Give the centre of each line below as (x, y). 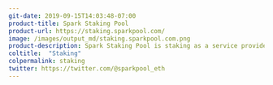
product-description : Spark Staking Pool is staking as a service (123, 46)
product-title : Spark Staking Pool (69, 23)
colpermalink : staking (47, 62)
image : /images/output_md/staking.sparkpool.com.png (100, 38)
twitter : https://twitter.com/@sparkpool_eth (87, 69)
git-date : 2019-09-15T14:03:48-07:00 (72, 16)
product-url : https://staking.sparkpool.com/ (87, 31)
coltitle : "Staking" (45, 53)
